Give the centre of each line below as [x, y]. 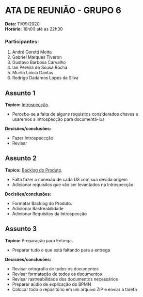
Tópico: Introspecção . [27, 105]
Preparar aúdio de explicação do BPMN [51, 284]
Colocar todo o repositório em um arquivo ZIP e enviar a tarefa [74, 289]
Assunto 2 [21, 158]
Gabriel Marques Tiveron [37, 57]
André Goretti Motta [32, 52]
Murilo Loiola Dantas [32, 73]
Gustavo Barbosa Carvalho [39, 63]
